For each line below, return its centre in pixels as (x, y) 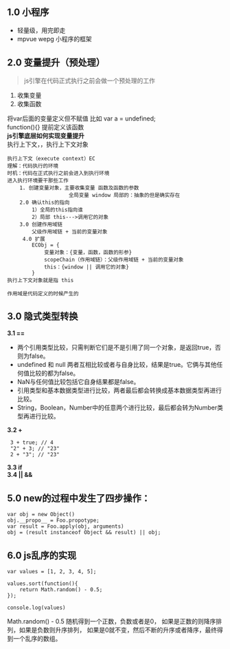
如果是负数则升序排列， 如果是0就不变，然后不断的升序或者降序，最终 (118, 630)
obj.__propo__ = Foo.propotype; (53, 521)
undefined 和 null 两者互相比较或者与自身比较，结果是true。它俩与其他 (117, 365)
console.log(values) (37, 608)
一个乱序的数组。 (37, 639)
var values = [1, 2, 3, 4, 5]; (52, 572)
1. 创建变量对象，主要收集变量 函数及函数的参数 (79, 188)
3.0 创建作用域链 (41, 224)
